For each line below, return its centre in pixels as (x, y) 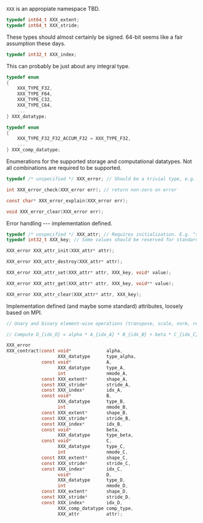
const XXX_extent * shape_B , (85, 413)
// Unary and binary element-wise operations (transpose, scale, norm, (98, 323)
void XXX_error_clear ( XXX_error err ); (55, 212)
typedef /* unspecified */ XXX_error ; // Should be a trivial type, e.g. (101, 179)
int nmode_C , (93, 452)
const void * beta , (81, 430)
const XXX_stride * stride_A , (86, 385)
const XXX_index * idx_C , (82, 469)
